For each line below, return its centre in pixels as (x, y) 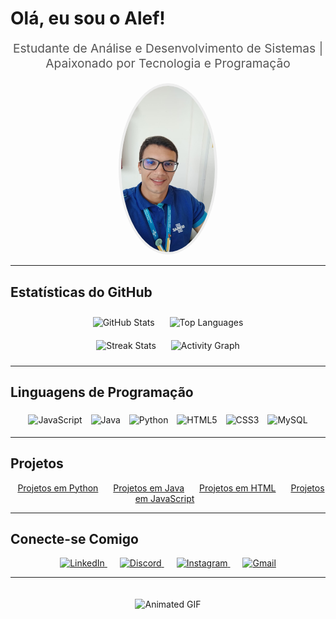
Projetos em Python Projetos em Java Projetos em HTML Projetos (171, 488)
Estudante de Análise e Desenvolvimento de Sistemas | (168, 48)
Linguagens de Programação (102, 392)
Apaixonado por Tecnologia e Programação (168, 63)
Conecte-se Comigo (74, 539)
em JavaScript (164, 498)
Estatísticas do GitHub (81, 292)
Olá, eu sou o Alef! (88, 18)
